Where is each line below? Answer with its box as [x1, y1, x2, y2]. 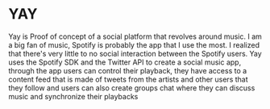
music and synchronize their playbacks [8, 91, 139, 101]
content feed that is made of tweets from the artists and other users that [8, 74, 248, 84]
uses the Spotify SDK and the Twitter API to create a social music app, [8, 57, 242, 67]
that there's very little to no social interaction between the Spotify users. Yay [8, 48, 262, 58]
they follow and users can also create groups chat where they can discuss [8, 82, 255, 93]
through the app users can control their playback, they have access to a [8, 65, 247, 75]
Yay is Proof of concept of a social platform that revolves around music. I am [8, 31, 262, 41]
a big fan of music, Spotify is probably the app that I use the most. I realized [8, 40, 260, 49]
